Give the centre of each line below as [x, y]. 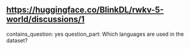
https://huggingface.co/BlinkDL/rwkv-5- [85, 10]
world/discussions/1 [45, 20]
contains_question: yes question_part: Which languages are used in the [95, 34]
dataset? [17, 40]
